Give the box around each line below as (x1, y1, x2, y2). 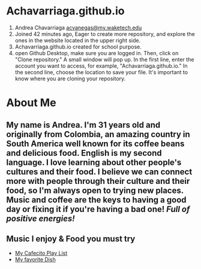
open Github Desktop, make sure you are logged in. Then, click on (14, 49, 179, 56)
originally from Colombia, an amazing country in (6, 129, 190, 139)
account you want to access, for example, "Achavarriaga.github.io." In (14, 62, 188, 69)
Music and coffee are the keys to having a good (6, 195, 187, 205)
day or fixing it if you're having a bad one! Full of (6, 204, 190, 214)
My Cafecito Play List (14, 250, 68, 257)
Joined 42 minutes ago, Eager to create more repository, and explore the (14, 30, 195, 37)
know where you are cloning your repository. (14, 75, 126, 82)
